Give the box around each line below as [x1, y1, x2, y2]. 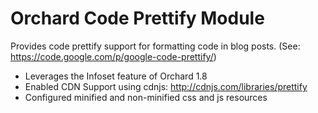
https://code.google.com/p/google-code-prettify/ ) [10, 50, 217, 62]
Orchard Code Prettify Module [10, 7, 265, 30]
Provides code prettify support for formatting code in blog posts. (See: [10, 40, 301, 52]
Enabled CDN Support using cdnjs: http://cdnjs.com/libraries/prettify [24, 80, 308, 92]
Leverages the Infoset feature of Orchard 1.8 [24, 70, 208, 82]
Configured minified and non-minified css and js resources [24, 91, 268, 103]
